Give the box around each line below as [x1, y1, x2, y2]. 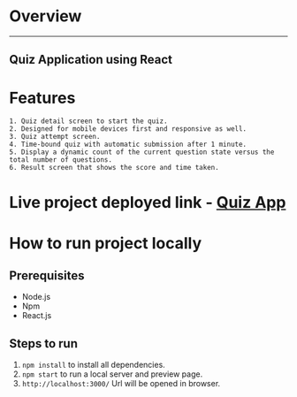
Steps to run [9, 336, 78, 351]
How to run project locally [9, 233, 202, 253]
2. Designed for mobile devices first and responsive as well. [9, 125, 247, 134]
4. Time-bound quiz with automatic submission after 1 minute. [9, 140, 247, 149]
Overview [9, 6, 82, 27]
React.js [21, 310, 52, 321]
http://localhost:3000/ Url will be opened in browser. [21, 378, 221, 389]
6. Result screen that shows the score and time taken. [9, 164, 219, 172]
